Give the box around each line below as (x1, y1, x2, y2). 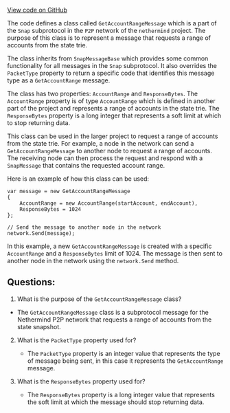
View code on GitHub (7, 6, 67, 14)
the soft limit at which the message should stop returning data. (27, 398, 205, 406)
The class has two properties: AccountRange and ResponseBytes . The (7, 89, 198, 98)
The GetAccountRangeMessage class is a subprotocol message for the (16, 308, 209, 316)
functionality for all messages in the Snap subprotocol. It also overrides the (7, 62, 218, 69)
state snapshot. (16, 322, 62, 331)
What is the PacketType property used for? (16, 336, 137, 344)
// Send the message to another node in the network (7, 224, 161, 231)
